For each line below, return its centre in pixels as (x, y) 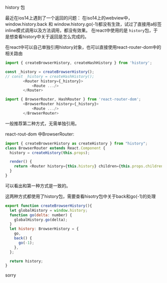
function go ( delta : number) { (41, 215)
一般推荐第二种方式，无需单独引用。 (42, 123)
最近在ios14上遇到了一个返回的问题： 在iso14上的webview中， (69, 18)
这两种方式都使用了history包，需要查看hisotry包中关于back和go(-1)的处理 (81, 196)
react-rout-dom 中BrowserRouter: (40, 134)
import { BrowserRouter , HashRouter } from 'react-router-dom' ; (73, 99)
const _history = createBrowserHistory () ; (50, 72)
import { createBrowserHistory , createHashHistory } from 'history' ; (79, 63)
